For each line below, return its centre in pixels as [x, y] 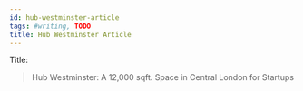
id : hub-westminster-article [64, 18]
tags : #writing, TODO [50, 26]
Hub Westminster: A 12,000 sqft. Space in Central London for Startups [163, 77]
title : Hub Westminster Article [70, 34]
